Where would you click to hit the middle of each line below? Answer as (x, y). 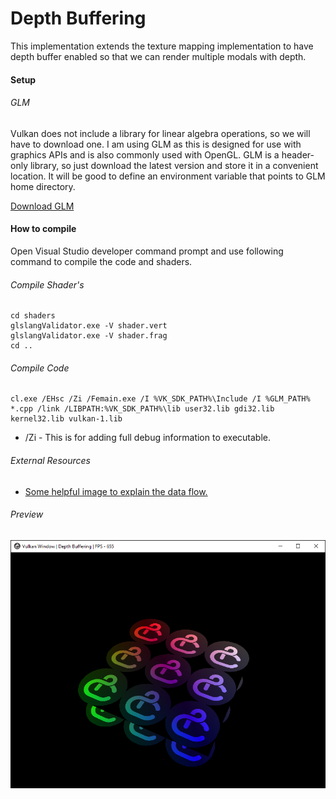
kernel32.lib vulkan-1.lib (66, 419)
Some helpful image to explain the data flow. (116, 491)
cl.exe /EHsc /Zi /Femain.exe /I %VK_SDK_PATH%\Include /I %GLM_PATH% (160, 399)
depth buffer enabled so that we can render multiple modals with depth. (158, 56)
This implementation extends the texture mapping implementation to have (162, 46)
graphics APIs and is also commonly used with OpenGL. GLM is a (145, 154)
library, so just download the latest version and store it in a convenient (174, 165)
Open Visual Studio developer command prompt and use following (147, 251)
